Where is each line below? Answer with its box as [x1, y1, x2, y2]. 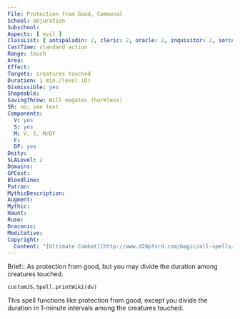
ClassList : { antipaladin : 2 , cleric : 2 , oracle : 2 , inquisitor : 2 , [7, 37, 216, 44]
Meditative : [7, 229, 43, 236]
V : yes [14, 116, 34, 123]
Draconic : [7, 223, 37, 230]
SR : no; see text [7, 103, 59, 111]
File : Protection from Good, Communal [7, 10, 123, 18]
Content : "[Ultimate [14, 243, 75, 250]
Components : [7, 110, 43, 117]
